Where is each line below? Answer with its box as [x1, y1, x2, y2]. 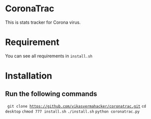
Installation [5, 70, 52, 81]
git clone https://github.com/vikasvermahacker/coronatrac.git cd [7, 104, 146, 109]
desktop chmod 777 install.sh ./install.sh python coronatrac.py [5, 109, 140, 114]
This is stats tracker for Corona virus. [5, 19, 81, 25]
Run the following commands [5, 90, 98, 98]
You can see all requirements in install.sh [5, 53, 93, 59]
